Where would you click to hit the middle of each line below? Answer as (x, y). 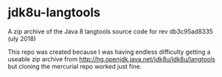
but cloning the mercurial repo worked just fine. (75, 66)
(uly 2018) (22, 38)
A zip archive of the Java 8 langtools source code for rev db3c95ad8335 (110, 31)
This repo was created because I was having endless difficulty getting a (109, 52)
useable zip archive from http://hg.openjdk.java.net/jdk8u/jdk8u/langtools (111, 59)
